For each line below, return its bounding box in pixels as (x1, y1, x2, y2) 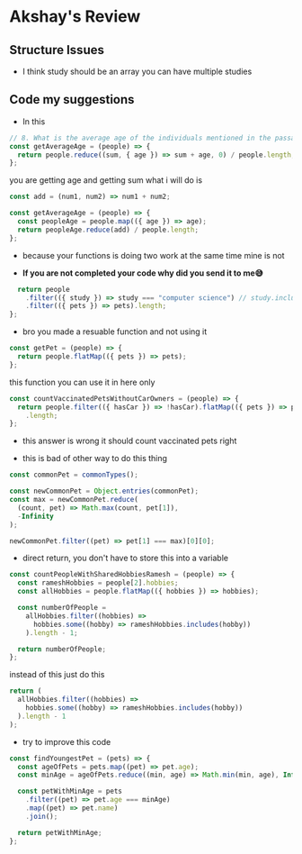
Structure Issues (9, 42, 105, 58)
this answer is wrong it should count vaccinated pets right (22, 435, 237, 447)
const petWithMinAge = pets (17, 786, 123, 796)
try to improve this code (22, 736, 111, 747)
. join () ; (25, 812, 58, 821)
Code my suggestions (9, 92, 135, 107)
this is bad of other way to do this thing (22, 453, 168, 464)
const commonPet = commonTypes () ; (9, 470, 139, 479)
